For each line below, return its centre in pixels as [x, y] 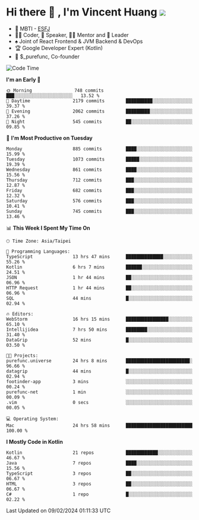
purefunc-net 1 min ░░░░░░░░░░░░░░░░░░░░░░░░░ [99, 392]
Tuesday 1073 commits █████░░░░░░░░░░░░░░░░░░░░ [99, 159]
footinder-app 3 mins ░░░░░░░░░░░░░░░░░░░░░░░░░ [99, 381]
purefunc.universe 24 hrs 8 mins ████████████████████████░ [99, 361]
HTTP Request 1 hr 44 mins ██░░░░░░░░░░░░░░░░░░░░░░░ [99, 288]
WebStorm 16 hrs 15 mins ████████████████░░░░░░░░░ [99, 319]
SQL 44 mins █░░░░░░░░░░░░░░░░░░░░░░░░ [99, 298]
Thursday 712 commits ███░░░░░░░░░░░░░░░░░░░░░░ [99, 180]
